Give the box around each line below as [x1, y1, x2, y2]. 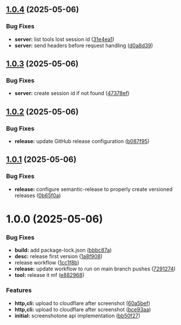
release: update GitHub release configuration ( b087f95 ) [14, 138, 150, 145]
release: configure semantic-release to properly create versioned [14, 185, 173, 192]
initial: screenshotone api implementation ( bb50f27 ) [14, 312, 141, 319]
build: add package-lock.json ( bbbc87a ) [14, 246, 112, 254]
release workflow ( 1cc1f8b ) [14, 259, 80, 266]
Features [6, 286, 32, 294]
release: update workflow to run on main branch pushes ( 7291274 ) [14, 265, 176, 272]
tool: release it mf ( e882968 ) [14, 272, 85, 279]
